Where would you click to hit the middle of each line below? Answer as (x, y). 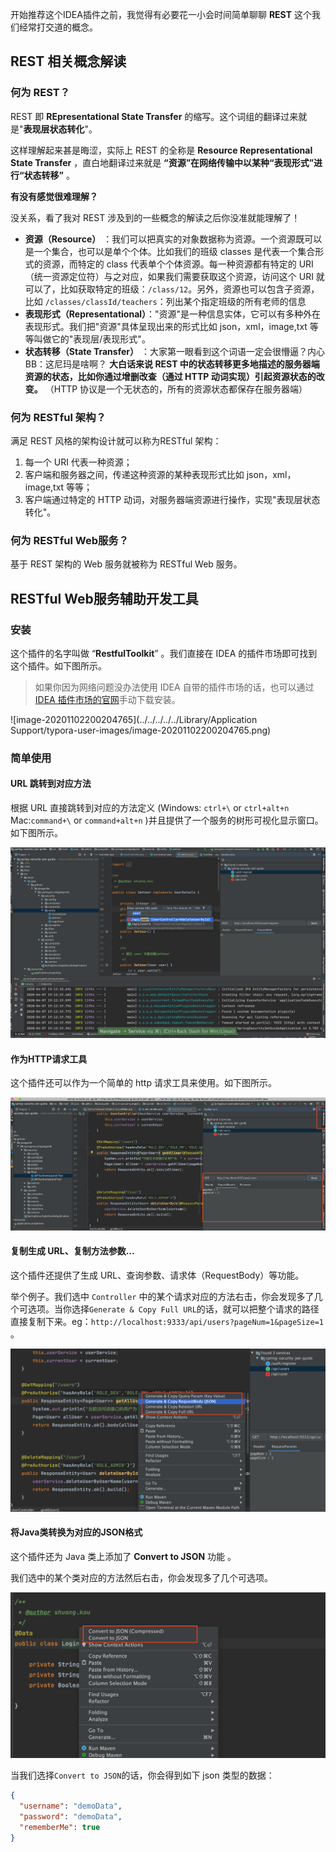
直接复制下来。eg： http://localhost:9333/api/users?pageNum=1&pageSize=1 (167, 1321)
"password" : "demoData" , (71, 1817)
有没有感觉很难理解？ (54, 196)
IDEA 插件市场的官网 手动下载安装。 (107, 699)
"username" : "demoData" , (71, 1806)
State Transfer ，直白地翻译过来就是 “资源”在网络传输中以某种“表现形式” (162, 162)
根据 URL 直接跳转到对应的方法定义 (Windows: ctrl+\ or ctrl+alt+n (150, 808)
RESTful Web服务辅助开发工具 (104, 598)
